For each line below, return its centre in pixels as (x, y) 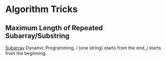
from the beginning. (26, 53)
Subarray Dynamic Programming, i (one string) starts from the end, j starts (83, 48)
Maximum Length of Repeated (54, 28)
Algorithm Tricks (41, 9)
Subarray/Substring (37, 36)
